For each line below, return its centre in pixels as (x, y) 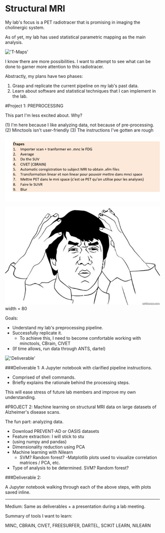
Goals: (12, 318)
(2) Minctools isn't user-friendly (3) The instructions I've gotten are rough (79, 130)
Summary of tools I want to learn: (39, 516)
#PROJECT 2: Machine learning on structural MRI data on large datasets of (81, 407)
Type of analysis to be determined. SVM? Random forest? (70, 468)
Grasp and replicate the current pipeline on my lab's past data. (75, 86)
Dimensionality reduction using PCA (48, 447)
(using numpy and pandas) (40, 442)
